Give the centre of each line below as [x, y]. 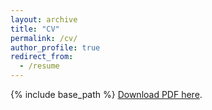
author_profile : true [55, 47]
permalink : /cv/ [44, 38]
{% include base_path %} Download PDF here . [106, 94]
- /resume [39, 66]
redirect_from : [42, 57]
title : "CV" [35, 29]
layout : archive [44, 19]
